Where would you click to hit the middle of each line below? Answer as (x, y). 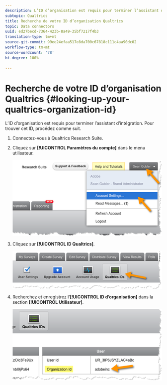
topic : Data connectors (30, 26)
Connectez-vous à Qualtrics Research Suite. (58, 138)
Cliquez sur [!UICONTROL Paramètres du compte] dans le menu (79, 148)
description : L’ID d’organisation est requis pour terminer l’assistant (82, 10)
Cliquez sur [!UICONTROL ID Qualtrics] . (53, 244)
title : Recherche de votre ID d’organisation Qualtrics (64, 21)
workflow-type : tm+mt (28, 47)
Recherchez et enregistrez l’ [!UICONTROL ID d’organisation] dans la (83, 297)
